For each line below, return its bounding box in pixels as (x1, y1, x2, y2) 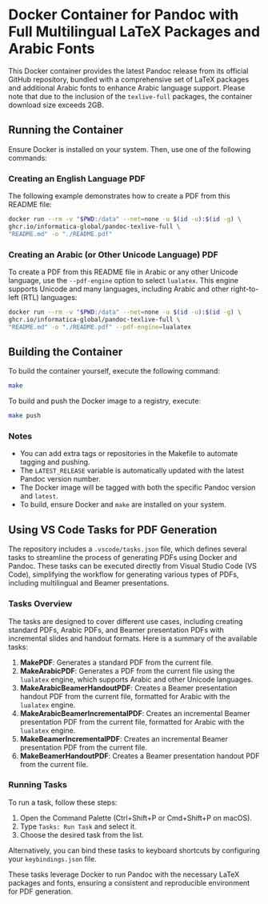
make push (8, 412, 42, 420)
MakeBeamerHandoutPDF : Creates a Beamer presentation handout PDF (19, 750, 260, 761)
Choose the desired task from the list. (19, 830, 144, 839)
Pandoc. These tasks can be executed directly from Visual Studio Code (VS (8, 562, 258, 571)
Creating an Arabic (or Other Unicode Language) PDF (8, 249, 218, 260)
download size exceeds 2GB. (8, 100, 104, 110)
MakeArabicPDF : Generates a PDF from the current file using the (19, 666, 235, 675)
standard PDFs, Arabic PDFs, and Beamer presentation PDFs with (8, 625, 224, 634)
